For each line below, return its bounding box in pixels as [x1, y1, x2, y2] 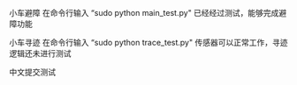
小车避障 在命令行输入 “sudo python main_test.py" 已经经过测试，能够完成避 [9, 8, 287, 18]
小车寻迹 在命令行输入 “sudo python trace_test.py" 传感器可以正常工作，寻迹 [9, 38, 288, 47]
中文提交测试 [9, 67, 56, 77]
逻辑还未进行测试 [9, 48, 72, 59]
